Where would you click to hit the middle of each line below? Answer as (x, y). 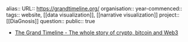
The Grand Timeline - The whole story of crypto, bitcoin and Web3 (96, 33)
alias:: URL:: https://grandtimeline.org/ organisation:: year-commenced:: (94, 9)
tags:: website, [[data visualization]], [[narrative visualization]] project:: (93, 15)
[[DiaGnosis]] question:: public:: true (51, 21)
